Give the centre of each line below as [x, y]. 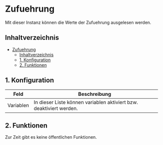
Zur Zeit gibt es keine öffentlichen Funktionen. [51, 137]
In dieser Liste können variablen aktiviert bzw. [86, 102]
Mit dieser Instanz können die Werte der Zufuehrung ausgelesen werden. [78, 22]
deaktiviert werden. [56, 108]
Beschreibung [95, 94]
